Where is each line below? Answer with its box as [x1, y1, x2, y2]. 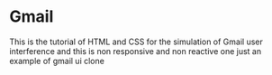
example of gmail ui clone [9, 55, 105, 66]
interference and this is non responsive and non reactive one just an [9, 45, 262, 56]
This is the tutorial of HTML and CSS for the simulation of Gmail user [9, 36, 264, 47]
